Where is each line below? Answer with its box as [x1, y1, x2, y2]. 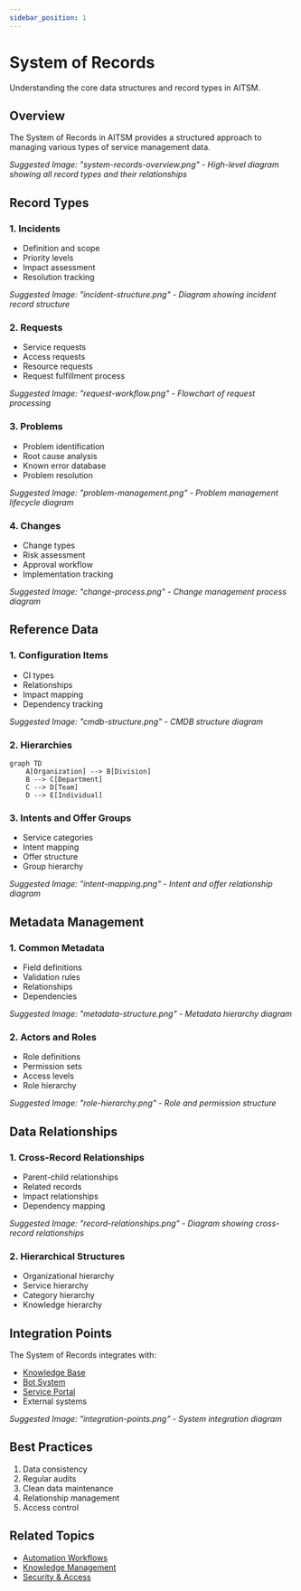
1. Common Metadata [9, 941, 105, 954]
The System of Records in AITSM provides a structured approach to [9, 132, 262, 143]
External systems [22, 1396, 88, 1407]
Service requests [22, 342, 87, 353]
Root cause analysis [22, 450, 98, 461]
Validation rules [22, 971, 80, 982]
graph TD [9, 758, 42, 768]
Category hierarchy [22, 1290, 95, 1301]
